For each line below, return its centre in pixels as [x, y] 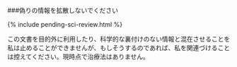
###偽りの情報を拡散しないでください [63, 10]
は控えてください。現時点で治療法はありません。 [79, 56]
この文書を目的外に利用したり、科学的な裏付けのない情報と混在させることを [119, 39]
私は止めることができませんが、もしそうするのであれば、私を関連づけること [119, 48]
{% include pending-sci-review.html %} [65, 24]
